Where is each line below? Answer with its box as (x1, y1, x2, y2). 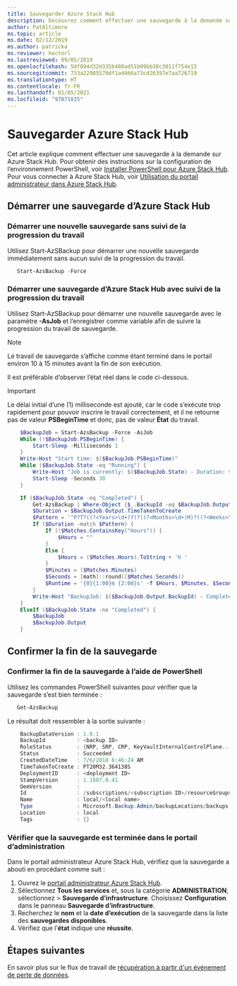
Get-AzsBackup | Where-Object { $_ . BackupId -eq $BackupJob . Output (32, 501, 232, 508)
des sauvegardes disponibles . (17, 917, 108, 925)
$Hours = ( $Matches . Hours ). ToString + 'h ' (57, 553, 188, 561)
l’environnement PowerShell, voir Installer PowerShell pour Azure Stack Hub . (7, 164, 229, 173)
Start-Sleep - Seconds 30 (32, 475, 106, 482)
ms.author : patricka (7, 43, 68, 50)
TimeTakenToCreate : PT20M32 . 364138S (20, 763, 131, 770)
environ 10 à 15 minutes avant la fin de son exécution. (7, 359, 162, 368)
